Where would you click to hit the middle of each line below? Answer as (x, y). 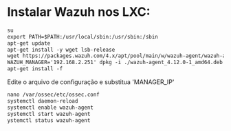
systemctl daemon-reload (43, 101)
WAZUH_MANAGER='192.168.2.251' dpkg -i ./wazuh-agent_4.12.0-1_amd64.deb (115, 63)
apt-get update (29, 43)
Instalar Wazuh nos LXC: (79, 12)
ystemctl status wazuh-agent (49, 120)
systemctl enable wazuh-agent (51, 108)
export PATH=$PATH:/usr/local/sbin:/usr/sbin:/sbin (82, 37)
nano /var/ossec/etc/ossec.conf (53, 95)
